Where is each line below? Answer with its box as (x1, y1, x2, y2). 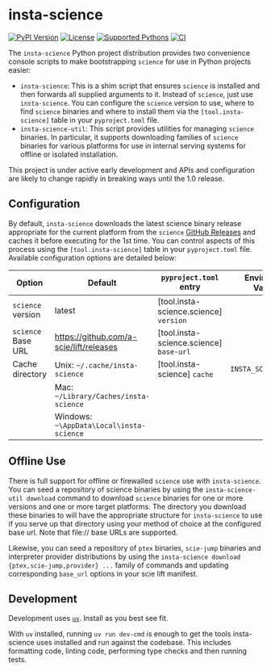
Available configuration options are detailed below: (8, 253, 177, 262)
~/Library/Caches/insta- (54, 392, 151, 401)
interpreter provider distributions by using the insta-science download (8, 551, 241, 561)
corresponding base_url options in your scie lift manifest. (8, 568, 198, 578)
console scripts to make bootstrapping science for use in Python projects (8, 57, 252, 66)
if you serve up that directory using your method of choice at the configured (8, 518, 262, 528)
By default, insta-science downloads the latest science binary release (8, 218, 242, 228)
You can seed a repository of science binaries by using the (8, 484, 204, 494)
